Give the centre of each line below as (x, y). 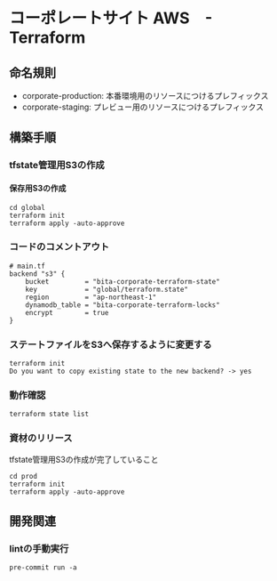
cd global (28, 207)
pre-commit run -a (43, 568)
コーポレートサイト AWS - (111, 18)
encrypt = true (67, 312)
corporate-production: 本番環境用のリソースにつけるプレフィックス (145, 96)
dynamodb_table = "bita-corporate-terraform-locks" (123, 305)
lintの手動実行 (39, 549)
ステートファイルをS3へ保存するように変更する (111, 344)
